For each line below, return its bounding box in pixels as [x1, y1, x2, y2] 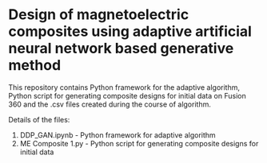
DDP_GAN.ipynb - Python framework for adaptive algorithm [19, 130, 216, 140]
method [8, 56, 62, 75]
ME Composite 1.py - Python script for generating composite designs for [19, 138, 259, 148]
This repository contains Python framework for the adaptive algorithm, [8, 82, 240, 92]
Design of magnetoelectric [8, 6, 189, 24]
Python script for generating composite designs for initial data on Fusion [8, 91, 246, 100]
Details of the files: [8, 114, 70, 124]
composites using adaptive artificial [8, 22, 252, 41]
